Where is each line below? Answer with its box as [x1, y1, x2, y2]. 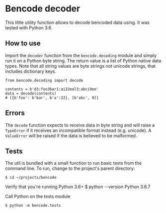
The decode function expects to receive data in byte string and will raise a [5, 122, 155, 128]
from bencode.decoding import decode [5, 78, 83, 83]
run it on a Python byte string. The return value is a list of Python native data [5, 58, 162, 64]
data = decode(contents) [5, 91, 57, 96]
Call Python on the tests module [5, 194, 71, 200]
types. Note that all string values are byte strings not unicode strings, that [5, 63, 156, 69]
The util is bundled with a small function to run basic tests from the [5, 160, 142, 166]
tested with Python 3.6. [5, 24, 53, 30]
